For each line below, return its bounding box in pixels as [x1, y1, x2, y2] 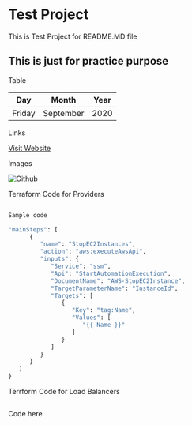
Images [8, 158, 33, 167]
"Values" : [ [71, 314, 111, 322]
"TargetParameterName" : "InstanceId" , [50, 284, 179, 292]
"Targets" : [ [50, 291, 93, 299]
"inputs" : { [40, 255, 80, 263]
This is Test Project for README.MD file [8, 32, 137, 41]
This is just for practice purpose [8, 55, 169, 68]
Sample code [8, 211, 47, 219]
